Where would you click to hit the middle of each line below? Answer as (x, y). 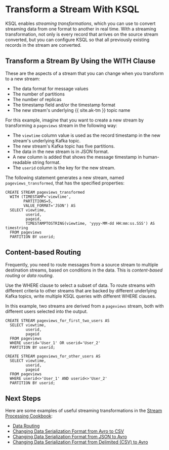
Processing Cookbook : (29, 416)
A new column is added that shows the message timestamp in (77, 157)
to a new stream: (23, 79)
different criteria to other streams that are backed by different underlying (81, 290)
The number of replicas (37, 99)
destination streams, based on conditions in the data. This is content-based (84, 270)
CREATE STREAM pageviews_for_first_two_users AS (57, 321)
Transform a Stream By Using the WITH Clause (80, 61)
